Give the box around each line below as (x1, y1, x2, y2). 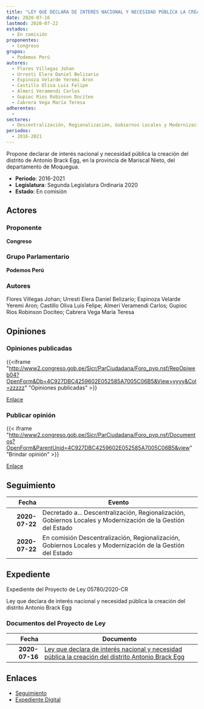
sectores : (6, 116, 32, 122)
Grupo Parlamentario (6, 253, 70, 261)
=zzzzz (6, 384, 25, 391)
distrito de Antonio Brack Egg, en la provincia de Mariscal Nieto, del (6, 156, 175, 164)
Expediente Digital (15, 696, 61, 703)
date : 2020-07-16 (6, 15, 50, 21)
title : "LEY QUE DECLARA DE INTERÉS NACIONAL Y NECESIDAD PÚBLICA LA (6, 9, 186, 15)
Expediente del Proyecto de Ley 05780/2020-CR (6, 585, 129, 593)
